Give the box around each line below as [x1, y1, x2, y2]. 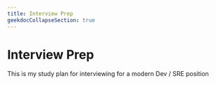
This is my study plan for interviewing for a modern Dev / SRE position [7, 70, 210, 78]
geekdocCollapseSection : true [7, 17, 96, 24]
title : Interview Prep [7, 10, 73, 17]
